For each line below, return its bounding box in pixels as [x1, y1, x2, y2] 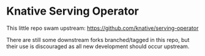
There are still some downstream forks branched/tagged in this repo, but [6, 36, 190, 43]
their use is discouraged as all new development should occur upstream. [6, 43, 190, 50]
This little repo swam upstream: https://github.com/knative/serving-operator [6, 24, 199, 32]
